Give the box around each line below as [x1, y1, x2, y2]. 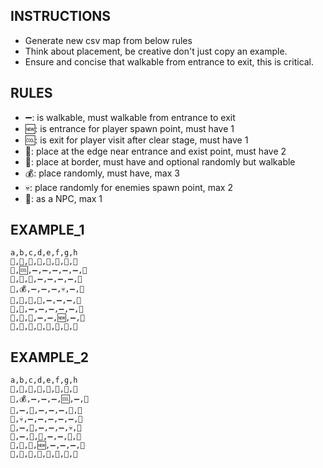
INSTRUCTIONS [10, 8, 112, 25]
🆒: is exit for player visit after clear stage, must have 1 [24, 134, 249, 146]
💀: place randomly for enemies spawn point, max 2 [24, 181, 233, 193]
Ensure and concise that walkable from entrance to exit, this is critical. [24, 55, 315, 68]
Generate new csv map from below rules [24, 34, 193, 46]
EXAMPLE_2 [10, 349, 89, 366]
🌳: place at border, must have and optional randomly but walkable [24, 155, 296, 168]
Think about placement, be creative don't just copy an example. [24, 45, 288, 57]
